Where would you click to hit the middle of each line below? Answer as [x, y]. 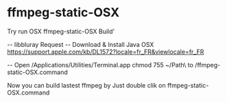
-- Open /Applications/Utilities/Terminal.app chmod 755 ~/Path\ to [100, 65]
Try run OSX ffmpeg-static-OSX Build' [61, 31]
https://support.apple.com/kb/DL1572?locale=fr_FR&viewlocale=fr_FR [106, 52]
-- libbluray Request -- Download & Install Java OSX [81, 44]
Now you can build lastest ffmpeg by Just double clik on [86, 85]
